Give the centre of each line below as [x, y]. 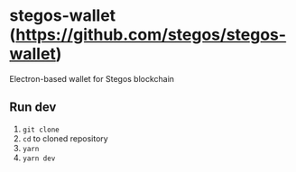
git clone [41, 130]
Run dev [33, 108]
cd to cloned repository [65, 138]
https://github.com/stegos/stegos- [151, 35]
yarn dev [39, 158]
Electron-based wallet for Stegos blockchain [92, 78]
